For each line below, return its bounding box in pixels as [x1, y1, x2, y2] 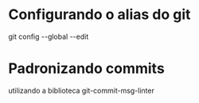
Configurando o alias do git [8, 6, 191, 24]
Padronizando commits [8, 59, 165, 78]
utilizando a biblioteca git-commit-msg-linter [8, 86, 155, 95]
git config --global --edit [8, 32, 89, 41]
